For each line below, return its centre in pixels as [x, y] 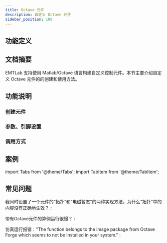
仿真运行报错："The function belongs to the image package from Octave [80, 229]
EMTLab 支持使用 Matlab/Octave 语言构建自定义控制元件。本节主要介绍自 [81, 72]
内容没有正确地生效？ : [28, 208]
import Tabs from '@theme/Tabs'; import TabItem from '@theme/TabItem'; [82, 172]
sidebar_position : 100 [29, 19]
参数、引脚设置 [23, 126]
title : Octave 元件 [25, 10]
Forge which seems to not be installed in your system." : [63, 235]
